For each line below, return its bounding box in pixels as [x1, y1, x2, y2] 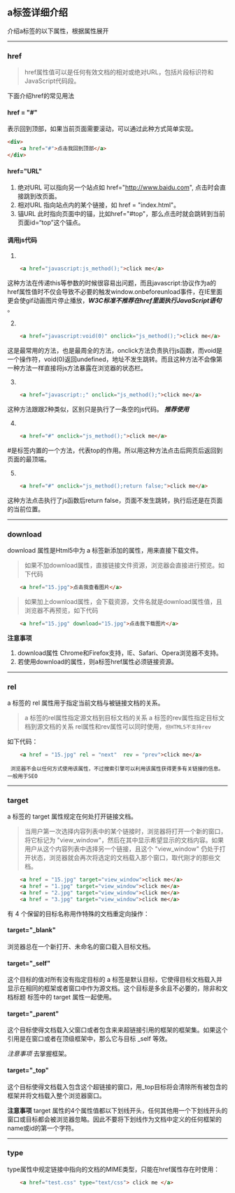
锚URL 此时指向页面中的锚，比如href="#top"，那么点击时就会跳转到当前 [17, 210, 226, 218]
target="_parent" [7, 1009, 59, 1018]
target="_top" [7, 1065, 49, 1074]
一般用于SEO [7, 772, 38, 780]
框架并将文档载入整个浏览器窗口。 [7, 1091, 106, 1100]
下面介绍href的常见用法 [7, 92, 75, 100]
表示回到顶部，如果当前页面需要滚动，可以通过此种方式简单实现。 [7, 125, 197, 133]
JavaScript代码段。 [24, 76, 80, 86]
